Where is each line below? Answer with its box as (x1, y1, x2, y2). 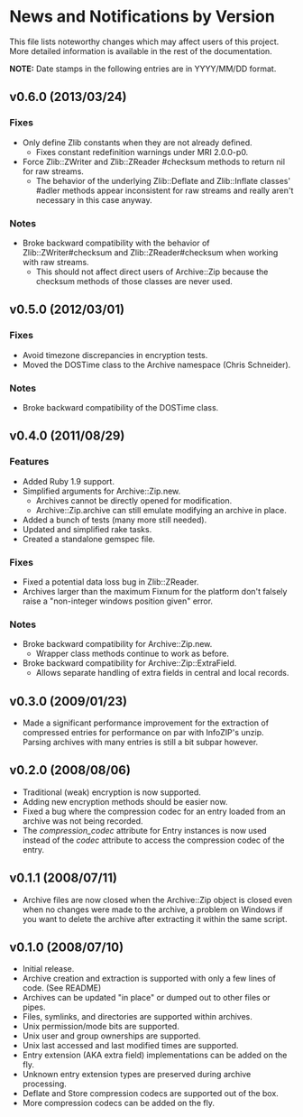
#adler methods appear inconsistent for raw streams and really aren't (35, 185, 294, 196)
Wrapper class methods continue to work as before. (35, 648, 230, 660)
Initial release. (22, 964, 75, 974)
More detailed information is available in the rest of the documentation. (9, 45, 272, 56)
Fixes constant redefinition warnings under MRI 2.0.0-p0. (35, 146, 249, 157)
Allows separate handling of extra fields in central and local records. (35, 668, 289, 679)
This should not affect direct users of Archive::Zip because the (35, 266, 269, 277)
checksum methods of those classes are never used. (35, 275, 233, 286)
